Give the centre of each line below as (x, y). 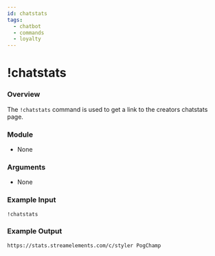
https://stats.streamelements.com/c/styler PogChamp (84, 245)
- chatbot (27, 26)
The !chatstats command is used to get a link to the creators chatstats (107, 109)
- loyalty (27, 39)
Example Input (32, 200)
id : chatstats (27, 13)
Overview (24, 95)
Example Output (35, 231)
